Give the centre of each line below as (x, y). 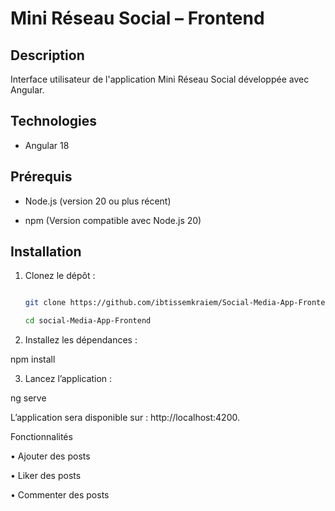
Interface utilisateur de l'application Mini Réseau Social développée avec (160, 79)
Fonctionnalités (41, 437)
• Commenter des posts (60, 495)
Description (47, 55)
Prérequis (41, 177)
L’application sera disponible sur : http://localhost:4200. (125, 418)
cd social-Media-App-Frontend (88, 321)
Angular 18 (47, 145)
